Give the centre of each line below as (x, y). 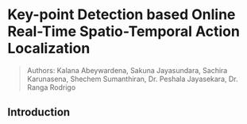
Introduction (39, 112)
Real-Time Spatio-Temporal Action (123, 31)
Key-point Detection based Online (122, 15)
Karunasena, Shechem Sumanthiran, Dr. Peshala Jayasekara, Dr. (133, 79)
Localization (49, 48)
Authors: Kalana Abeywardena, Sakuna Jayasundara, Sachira (127, 70)
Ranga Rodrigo (51, 87)
